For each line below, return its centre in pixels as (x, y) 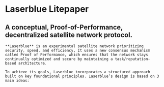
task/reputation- (133, 59)
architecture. (33, 63)
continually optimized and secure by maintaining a (59, 59)
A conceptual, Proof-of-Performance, (64, 27)
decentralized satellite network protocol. (69, 35)
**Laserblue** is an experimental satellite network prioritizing (74, 46)
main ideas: (17, 81)
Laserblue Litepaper (47, 9)
